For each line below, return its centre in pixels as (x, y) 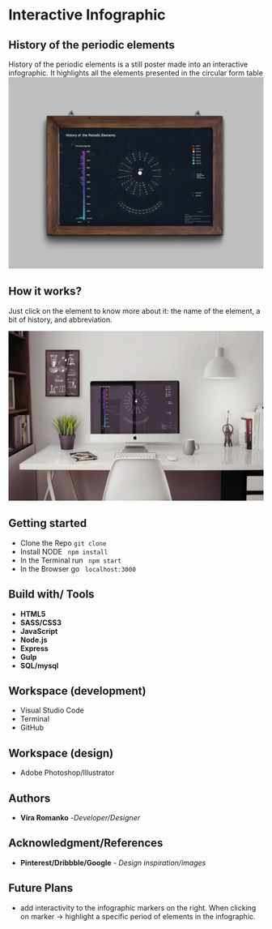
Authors (30, 798)
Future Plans (41, 888)
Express (34, 648)
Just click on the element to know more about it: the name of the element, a (134, 310)
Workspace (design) (61, 753)
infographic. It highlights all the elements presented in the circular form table (136, 73)
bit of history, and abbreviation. (60, 319)
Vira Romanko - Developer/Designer (80, 818)
